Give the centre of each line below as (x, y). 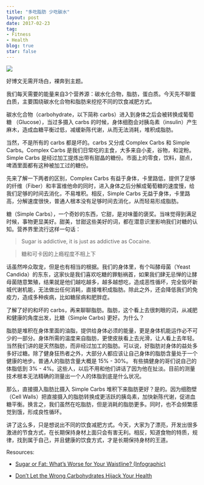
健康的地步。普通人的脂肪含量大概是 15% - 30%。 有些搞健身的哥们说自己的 (102, 361)
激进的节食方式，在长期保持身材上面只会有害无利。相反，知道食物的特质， (99, 432)
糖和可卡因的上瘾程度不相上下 (58, 253)
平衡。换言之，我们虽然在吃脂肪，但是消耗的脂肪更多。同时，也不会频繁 (102, 404)
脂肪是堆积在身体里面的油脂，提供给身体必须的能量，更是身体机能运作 (94, 330)
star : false (21, 52)
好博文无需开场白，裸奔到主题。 (46, 81)
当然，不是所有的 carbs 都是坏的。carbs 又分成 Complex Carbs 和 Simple (98, 142)
